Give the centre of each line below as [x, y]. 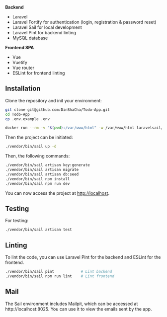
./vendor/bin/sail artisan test [39, 230]
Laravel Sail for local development [47, 27]
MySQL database [30, 38]
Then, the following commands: [38, 156]
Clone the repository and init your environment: [53, 100]
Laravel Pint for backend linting [44, 33]
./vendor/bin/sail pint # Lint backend [59, 272]
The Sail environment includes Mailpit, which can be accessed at [72, 304]
